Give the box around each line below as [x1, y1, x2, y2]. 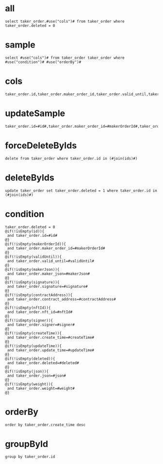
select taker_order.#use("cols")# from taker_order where [5, 19, 125, 24]
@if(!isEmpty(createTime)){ [5, 331, 62, 335]
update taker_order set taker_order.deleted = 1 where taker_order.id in [5, 188, 158, 193]
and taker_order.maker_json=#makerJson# [7, 271, 90, 276]
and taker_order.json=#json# [7, 373, 66, 378]
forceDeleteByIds [5, 140, 77, 151]
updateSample [5, 108, 65, 119]
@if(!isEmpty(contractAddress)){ [5, 292, 73, 298]
